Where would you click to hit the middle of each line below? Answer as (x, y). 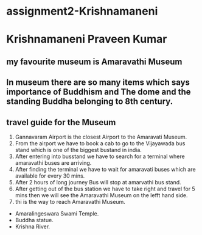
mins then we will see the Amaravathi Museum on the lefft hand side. (101, 195)
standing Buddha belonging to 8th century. (90, 102)
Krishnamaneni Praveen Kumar (87, 39)
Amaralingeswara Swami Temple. (57, 213)
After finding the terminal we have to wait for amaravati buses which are (105, 169)
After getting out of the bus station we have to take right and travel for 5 (105, 189)
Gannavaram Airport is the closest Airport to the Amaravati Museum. (101, 137)
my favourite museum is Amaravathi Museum (94, 61)
